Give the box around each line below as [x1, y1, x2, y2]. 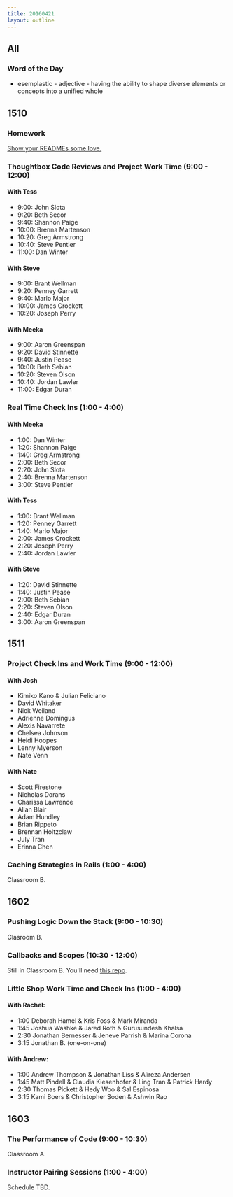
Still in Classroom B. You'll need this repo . [7, 966, 127, 975]
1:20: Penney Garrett [17, 519, 77, 527]
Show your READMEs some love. [7, 144, 102, 153]
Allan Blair [17, 805, 47, 814]
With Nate [7, 767, 37, 776]
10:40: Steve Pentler [17, 241, 76, 248]
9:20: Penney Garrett [17, 287, 78, 295]
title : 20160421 [7, 10, 55, 17]
